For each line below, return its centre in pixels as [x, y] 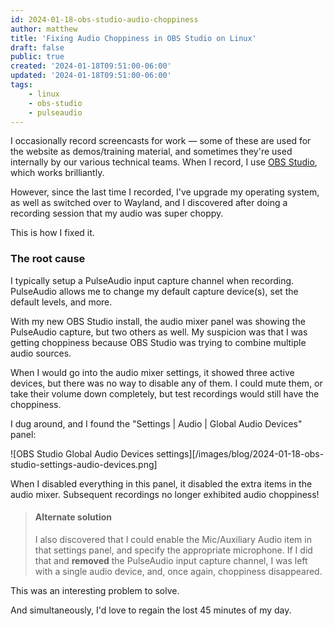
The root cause [48, 259]
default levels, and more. [61, 302]
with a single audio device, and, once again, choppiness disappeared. [178, 571]
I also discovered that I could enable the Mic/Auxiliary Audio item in [173, 539]
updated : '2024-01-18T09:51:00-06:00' [91, 76]
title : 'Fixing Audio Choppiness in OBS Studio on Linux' [133, 38]
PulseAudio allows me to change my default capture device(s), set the [154, 291]
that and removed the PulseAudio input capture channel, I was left [171, 560]
